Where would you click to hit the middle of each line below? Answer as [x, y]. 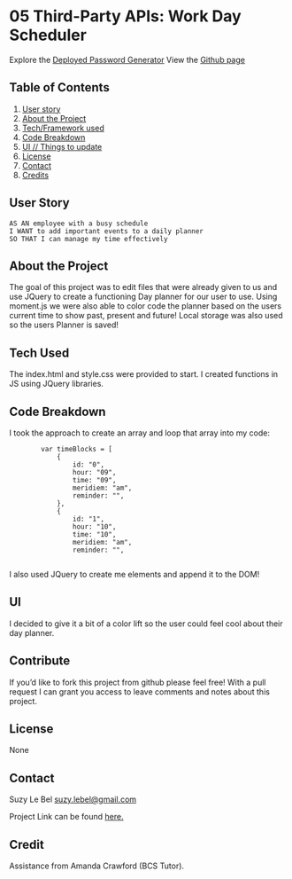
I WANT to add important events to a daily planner [106, 231]
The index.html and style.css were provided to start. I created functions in [144, 374]
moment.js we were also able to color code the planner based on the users [145, 306]
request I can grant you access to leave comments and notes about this [139, 691]
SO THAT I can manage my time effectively [88, 239]
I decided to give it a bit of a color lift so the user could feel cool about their [146, 624]
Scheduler [48, 35]
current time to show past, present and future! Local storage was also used [146, 316]
